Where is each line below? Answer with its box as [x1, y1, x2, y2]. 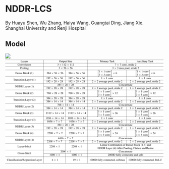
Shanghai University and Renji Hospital [5, 25, 86, 31]
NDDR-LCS [5, 3, 52, 15]
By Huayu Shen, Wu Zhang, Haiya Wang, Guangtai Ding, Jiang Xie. [5, 20, 144, 26]
